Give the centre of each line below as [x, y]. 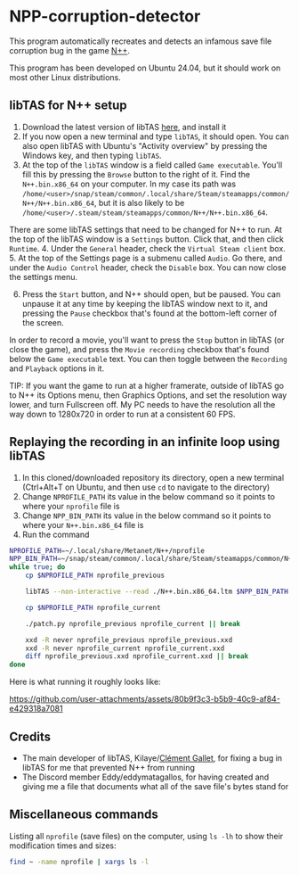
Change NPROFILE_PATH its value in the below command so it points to [149, 496]
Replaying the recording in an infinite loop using [145, 442]
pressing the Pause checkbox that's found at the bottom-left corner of [149, 313]
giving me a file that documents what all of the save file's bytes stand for [155, 786]
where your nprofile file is [71, 506]
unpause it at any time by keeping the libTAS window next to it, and [145, 303]
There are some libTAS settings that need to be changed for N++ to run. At [146, 229]
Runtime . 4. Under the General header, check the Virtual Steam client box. [148, 248]
